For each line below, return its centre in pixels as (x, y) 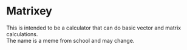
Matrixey (29, 11)
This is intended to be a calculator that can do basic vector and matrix (93, 28)
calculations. (22, 34)
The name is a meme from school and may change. (70, 40)
